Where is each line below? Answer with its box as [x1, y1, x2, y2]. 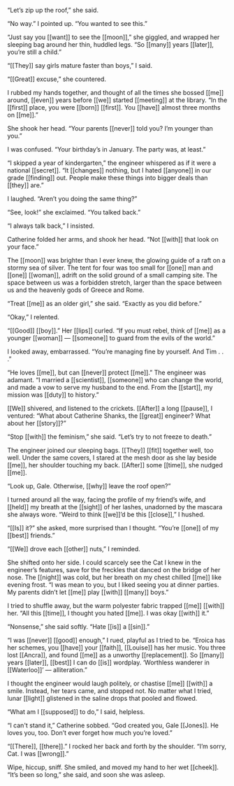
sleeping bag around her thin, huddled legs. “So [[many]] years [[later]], [7, 41, 214, 48]
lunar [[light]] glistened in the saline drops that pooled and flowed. [7, 694, 198, 702]
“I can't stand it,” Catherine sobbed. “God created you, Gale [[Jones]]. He [7, 721, 219, 729]
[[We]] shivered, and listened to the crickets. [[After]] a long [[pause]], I [7, 405, 213, 412]
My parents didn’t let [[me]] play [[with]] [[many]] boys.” [7, 588, 169, 596]
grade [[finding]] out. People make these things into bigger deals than [7, 174, 208, 182]
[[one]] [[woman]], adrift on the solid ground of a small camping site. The [7, 271, 218, 279]
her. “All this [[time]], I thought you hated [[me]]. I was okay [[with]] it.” [7, 609, 210, 617]
